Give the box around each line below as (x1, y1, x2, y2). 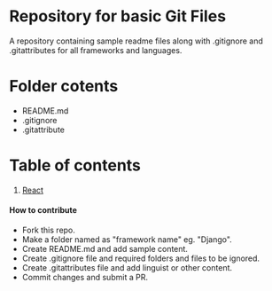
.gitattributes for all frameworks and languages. (9, 44, 183, 55)
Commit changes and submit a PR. (21, 272, 149, 283)
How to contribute (9, 205, 78, 216)
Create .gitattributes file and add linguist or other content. (21, 263, 233, 273)
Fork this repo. (21, 224, 75, 236)
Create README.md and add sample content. (21, 244, 189, 255)
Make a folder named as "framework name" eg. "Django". (21, 234, 232, 245)
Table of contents (9, 155, 142, 176)
